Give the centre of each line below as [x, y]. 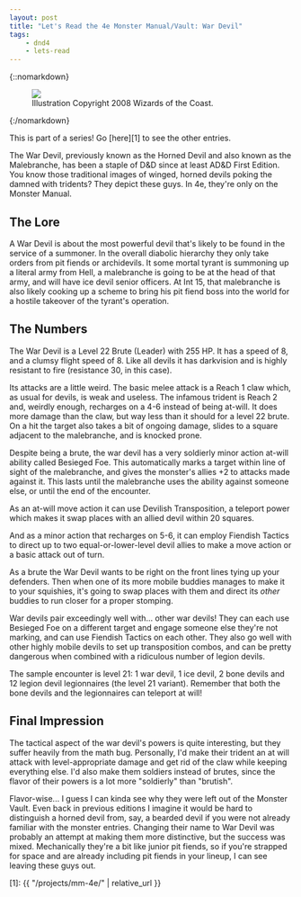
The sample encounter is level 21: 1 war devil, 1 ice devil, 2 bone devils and [147, 673]
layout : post [34, 18]
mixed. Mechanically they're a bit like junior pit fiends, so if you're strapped [148, 846]
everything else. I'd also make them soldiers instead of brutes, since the [142, 771]
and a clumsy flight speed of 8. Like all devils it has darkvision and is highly [148, 360]
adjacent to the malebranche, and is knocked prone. [106, 435]
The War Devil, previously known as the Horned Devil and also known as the [150, 156]
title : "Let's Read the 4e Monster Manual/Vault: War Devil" [126, 26]
